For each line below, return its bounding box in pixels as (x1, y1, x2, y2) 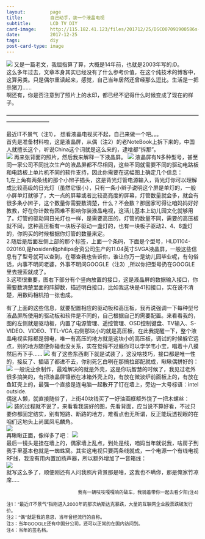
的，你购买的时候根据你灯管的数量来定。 (6, 230, 108, 237)
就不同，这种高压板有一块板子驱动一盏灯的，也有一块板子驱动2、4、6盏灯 (6, 222, 193, 230)
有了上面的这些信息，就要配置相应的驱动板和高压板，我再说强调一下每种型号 (6, 304, 199, 311)
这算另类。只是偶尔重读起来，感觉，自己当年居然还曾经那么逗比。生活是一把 (6, 76, 199, 83)
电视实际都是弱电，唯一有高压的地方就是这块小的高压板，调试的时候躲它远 (11, 334, 199, 342)
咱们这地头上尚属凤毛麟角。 (6, 418, 76, 425)
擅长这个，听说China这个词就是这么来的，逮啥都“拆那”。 (16, 145, 160, 153)
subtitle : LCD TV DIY (6, 20, 78, 26)
